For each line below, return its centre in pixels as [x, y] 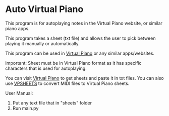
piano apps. [17, 28]
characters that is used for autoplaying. [46, 68]
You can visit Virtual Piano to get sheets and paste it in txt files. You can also [84, 78]
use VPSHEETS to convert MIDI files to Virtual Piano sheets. [67, 83]
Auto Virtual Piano [44, 9]
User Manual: [19, 93]
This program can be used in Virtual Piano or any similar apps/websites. [80, 53]
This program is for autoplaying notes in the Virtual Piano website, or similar [84, 23]
